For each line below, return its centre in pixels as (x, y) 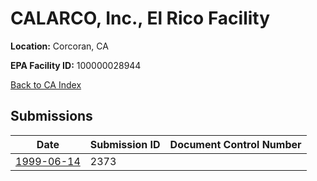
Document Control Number (235, 144)
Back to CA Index (46, 84)
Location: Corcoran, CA (59, 46)
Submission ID (125, 144)
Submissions (51, 116)
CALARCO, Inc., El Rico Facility (140, 18)
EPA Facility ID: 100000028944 (76, 65)
